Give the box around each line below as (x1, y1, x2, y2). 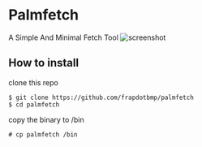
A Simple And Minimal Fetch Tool (8, 32, 119, 42)
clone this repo (8, 77, 58, 87)
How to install (8, 56, 80, 70)
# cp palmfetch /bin (8, 130, 79, 139)
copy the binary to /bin (8, 115, 84, 124)
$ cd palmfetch (8, 100, 60, 109)
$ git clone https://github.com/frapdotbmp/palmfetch (8, 93, 195, 102)
